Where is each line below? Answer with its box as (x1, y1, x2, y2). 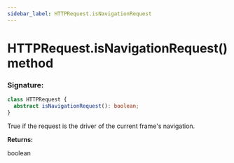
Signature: (7, 80, 44, 90)
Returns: (7, 135, 34, 143)
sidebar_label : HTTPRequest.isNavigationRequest (7, 10, 152, 17)
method (7, 55, 54, 71)
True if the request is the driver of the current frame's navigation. (7, 122, 195, 130)
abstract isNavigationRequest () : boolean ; (13, 102, 139, 109)
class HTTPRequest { (7, 96, 68, 104)
